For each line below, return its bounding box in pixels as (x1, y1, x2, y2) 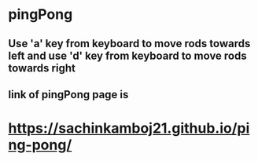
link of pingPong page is (8, 88, 129, 101)
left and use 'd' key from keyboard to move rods (8, 49, 247, 62)
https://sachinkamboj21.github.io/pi (8, 119, 250, 137)
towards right (8, 61, 76, 75)
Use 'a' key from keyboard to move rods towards (8, 37, 251, 50)
